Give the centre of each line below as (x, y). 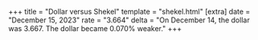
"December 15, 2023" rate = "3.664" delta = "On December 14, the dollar (129, 20)
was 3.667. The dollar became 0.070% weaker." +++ (95, 28)
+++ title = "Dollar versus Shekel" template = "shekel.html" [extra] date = (129, 12)
